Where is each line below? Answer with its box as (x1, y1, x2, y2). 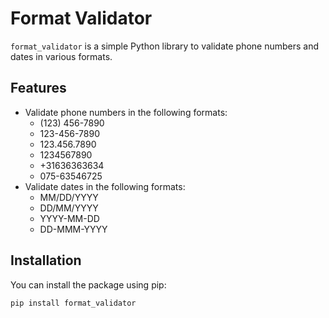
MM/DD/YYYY (39, 191, 99, 203)
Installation (10, 252, 82, 269)
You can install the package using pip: (10, 278, 167, 291)
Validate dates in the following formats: (24, 180, 186, 192)
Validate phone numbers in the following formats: (24, 106, 228, 118)
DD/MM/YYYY (39, 202, 99, 214)
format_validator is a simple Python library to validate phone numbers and (10, 40, 320, 52)
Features (10, 80, 67, 97)
